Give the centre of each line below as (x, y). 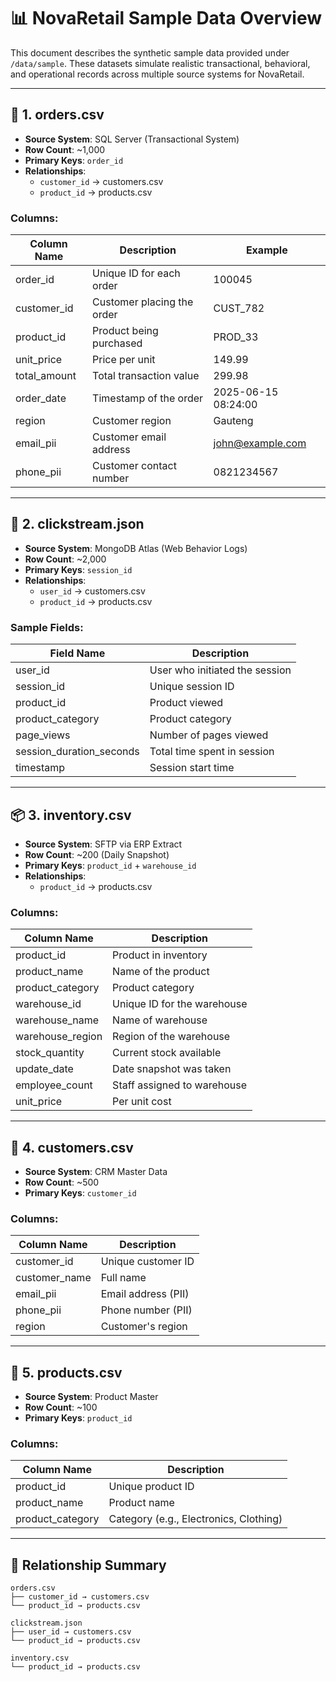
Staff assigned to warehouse (180, 1085)
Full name (123, 1278)
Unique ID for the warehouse (180, 1004)
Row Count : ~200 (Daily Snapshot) (97, 854)
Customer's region (144, 1327)
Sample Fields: (47, 627)
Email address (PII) (145, 1294)
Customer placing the (143, 302)
